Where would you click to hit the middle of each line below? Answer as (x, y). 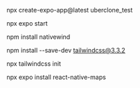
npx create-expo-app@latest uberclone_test (70, 10)
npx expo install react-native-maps (56, 77)
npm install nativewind (38, 37)
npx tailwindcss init (34, 64)
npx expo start (27, 23)
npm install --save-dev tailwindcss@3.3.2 (66, 50)
